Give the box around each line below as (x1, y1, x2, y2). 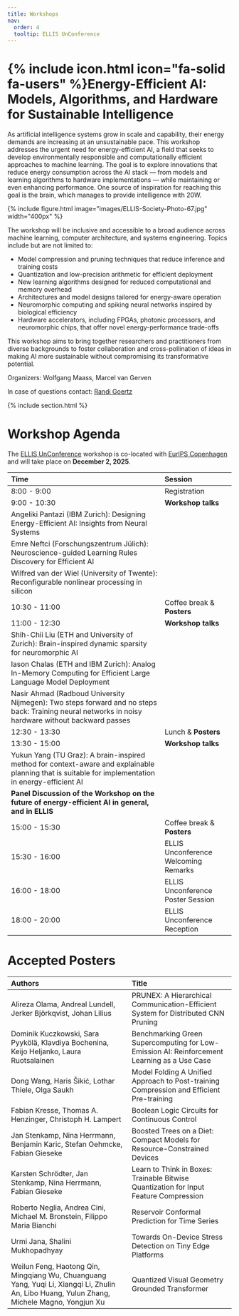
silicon (11, 586, 33, 596)
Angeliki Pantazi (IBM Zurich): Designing (11, 509, 146, 519)
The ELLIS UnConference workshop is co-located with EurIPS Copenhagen (7, 450, 228, 459)
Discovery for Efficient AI (11, 557, 95, 567)
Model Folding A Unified (131, 1067, 212, 1077)
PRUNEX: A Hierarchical (131, 991, 212, 1001)
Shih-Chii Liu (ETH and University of (11, 630, 134, 640)
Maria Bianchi (11, 1220, 57, 1230)
